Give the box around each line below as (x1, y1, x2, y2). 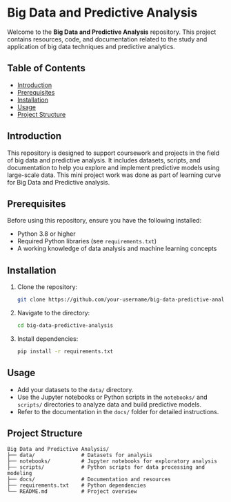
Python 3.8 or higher (17, 230, 76, 238)
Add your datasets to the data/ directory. (17, 385, 134, 393)
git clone (17, 296, 46, 304)
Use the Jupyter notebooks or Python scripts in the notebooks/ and (17, 393, 208, 401)
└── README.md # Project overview (7, 488, 137, 495)
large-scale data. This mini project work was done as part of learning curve (7, 171, 221, 179)
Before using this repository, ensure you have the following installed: (7, 216, 202, 225)
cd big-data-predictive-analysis (17, 322, 114, 329)
